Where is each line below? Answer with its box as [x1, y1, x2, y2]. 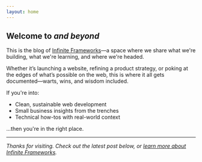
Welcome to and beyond [6, 31, 100, 41]
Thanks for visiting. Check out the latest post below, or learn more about [6, 142, 186, 150]
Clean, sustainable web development [14, 101, 107, 108]
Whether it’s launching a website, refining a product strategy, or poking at [6, 65, 188, 72]
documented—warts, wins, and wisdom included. [6, 77, 129, 85]
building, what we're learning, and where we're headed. [6, 53, 144, 61]
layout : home [6, 8, 39, 15]
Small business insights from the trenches [14, 107, 119, 115]
